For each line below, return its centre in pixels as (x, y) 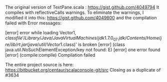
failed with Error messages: (33, 23)
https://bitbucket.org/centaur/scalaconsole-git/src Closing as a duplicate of (83, 70)
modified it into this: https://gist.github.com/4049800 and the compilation (81, 18)
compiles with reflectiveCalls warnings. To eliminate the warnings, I (74, 12)
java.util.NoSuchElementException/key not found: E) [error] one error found (83, 50)
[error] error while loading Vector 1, (41, 33)
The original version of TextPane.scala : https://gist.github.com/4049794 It (82, 7)
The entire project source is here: (39, 65)
